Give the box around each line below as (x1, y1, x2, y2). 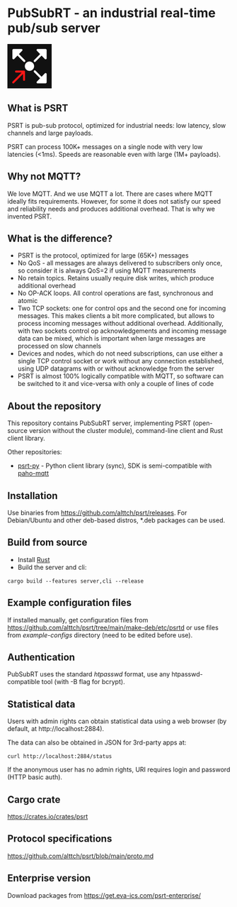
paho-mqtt (17, 469, 50, 478)
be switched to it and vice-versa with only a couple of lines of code (17, 380, 214, 388)
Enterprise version (7, 872, 91, 884)
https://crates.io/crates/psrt (7, 813, 88, 821)
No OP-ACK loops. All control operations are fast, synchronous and (17, 289, 214, 297)
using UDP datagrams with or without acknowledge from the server (17, 364, 214, 373)
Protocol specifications (7, 832, 112, 845)
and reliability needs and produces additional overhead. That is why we (7, 204, 216, 213)
